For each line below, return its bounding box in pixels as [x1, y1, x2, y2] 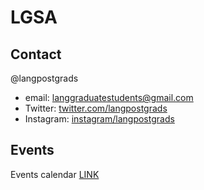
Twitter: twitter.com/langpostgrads [24, 102, 168, 114]
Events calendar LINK [10, 168, 100, 180]
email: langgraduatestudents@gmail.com [24, 92, 194, 103]
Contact [10, 46, 62, 63]
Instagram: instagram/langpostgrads [24, 113, 175, 125]
